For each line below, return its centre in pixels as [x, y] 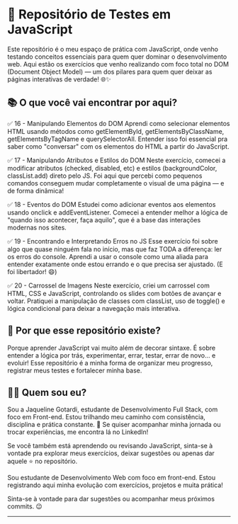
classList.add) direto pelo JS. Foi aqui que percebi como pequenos [105, 176]
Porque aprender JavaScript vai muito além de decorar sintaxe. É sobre [112, 348]
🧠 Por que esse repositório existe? [84, 331]
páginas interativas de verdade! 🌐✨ [59, 79]
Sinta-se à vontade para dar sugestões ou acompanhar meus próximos [111, 499]
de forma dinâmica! [36, 190]
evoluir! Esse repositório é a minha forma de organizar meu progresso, [110, 363]
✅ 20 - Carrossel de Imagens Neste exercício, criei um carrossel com [109, 285]
